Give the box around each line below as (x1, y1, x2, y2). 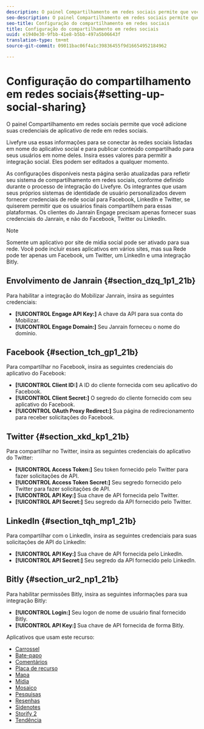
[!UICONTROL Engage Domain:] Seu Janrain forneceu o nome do (15, 323, 180, 330)
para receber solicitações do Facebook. (15, 414, 115, 421)
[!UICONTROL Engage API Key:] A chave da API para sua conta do (15, 310, 183, 317)
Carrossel (15, 645, 40, 652)
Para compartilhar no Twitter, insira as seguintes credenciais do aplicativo (6, 448, 191, 455)
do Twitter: (6, 454, 33, 461)
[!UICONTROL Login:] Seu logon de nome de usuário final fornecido (15, 609, 186, 616)
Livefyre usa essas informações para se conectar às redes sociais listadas (6, 138, 192, 146)
